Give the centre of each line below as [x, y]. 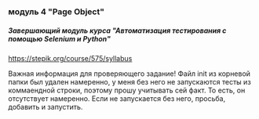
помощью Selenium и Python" [60, 38]
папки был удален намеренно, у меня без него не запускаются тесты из [129, 81]
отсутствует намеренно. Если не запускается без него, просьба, [117, 98]
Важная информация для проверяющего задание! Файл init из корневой [129, 74]
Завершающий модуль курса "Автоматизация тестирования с [117, 31]
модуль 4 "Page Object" [56, 12]
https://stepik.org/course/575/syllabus [70, 58]
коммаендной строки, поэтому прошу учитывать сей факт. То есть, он [127, 90]
